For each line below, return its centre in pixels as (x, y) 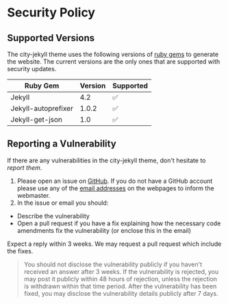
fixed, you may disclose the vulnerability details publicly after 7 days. (121, 293)
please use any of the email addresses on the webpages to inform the (115, 188)
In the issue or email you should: (63, 203)
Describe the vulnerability (53, 216)
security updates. (32, 69)
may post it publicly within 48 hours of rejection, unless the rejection (121, 279)
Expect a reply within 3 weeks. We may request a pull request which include (114, 244)
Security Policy (51, 13)
